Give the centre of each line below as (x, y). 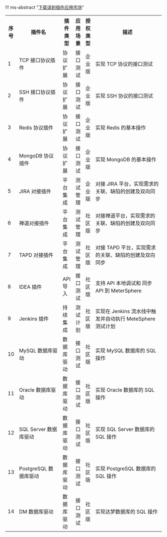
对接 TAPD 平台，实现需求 (125, 248)
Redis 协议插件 (36, 128)
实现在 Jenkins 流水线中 (123, 311)
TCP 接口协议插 (37, 60)
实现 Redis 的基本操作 (121, 128)
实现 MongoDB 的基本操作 (126, 160)
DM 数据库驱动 (36, 512)
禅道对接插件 (34, 223)
